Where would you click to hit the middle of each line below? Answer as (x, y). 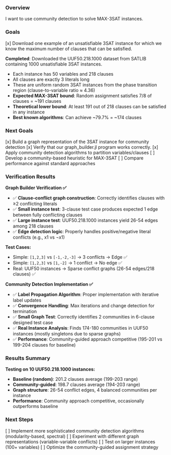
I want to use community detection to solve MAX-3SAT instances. (74, 19)
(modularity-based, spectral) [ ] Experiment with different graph (72, 436)
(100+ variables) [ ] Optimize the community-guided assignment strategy (82, 447)
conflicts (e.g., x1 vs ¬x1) (39, 237)
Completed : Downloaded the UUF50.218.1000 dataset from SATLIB (76, 58)
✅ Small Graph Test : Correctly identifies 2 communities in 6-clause (83, 317)
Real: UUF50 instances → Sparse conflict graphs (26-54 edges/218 (83, 269)
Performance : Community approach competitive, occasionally (78, 401)
